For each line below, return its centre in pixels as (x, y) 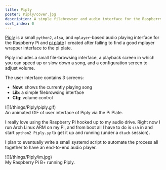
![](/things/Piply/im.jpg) (29, 157)
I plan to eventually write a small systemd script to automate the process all (82, 142)
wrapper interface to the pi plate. (39, 48)
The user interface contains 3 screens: (44, 78)
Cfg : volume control (33, 98)
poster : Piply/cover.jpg (31, 14)
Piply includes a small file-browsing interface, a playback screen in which (80, 58)
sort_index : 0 (20, 23)
